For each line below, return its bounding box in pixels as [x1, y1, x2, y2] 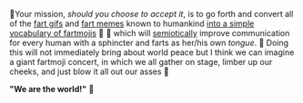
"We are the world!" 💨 [9, 84, 95, 94]
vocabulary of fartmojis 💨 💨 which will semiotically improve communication [9, 28, 290, 38]
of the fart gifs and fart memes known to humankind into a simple [9, 18, 255, 29]
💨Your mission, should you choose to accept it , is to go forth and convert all [9, 9, 294, 19]
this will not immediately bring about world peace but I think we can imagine [9, 47, 295, 58]
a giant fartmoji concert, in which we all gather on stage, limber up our [9, 57, 273, 67]
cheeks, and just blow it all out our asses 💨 [9, 66, 170, 77]
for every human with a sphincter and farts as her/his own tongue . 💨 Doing [9, 37, 289, 48]
